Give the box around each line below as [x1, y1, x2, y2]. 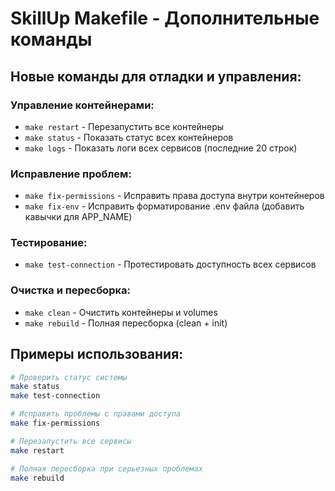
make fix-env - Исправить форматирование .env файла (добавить [24, 200, 305, 212]
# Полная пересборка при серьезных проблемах [10, 463, 203, 474]
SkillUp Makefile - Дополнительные [10, 7, 320, 30]
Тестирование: [10, 236, 88, 250]
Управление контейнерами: [10, 98, 155, 112]
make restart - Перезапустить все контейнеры [24, 120, 225, 132]
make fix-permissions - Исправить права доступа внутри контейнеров [24, 190, 325, 202]
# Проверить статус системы [10, 372, 128, 382]
